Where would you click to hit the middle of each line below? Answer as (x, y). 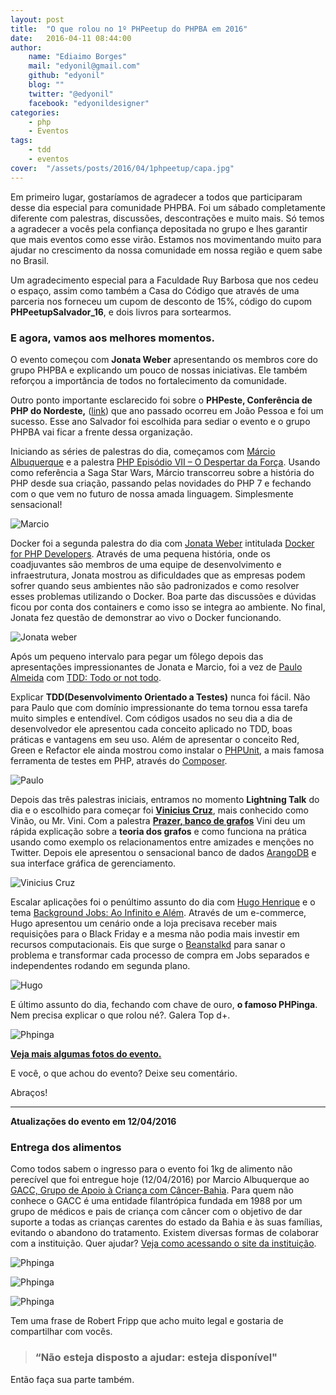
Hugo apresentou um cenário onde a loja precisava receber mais (144, 923)
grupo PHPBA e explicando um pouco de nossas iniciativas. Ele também (159, 370)
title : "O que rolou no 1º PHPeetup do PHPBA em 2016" (129, 29)
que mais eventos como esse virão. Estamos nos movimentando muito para (166, 239)
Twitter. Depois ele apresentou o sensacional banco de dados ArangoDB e (163, 852)
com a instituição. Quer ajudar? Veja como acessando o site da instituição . (163, 1243)
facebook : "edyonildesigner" (89, 103)
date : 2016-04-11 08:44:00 (71, 38)
